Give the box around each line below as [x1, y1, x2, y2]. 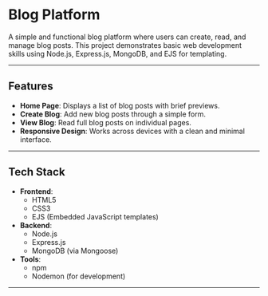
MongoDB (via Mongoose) [31, 246, 119, 255]
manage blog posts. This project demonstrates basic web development [8, 40, 242, 49]
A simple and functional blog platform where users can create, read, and [8, 32, 246, 41]
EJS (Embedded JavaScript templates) [31, 211, 160, 221]
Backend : [19, 220, 53, 230]
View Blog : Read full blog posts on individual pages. [19, 117, 191, 127]
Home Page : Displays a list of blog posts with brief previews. [19, 101, 221, 110]
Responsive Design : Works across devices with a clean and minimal [19, 126, 246, 136]
